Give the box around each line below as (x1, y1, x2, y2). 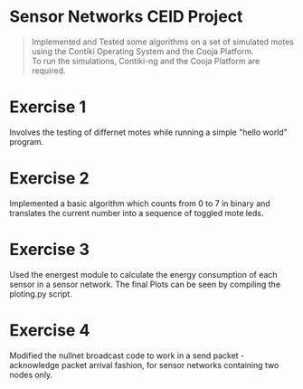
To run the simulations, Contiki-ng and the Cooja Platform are (31, 55, 260, 66)
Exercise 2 (9, 168, 90, 189)
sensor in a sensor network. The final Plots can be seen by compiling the (9, 279, 281, 289)
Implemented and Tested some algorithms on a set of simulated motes (31, 36, 294, 47)
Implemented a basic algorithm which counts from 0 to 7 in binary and (9, 197, 271, 209)
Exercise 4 (9, 319, 90, 340)
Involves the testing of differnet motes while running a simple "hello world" (9, 127, 288, 138)
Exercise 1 (9, 97, 87, 118)
